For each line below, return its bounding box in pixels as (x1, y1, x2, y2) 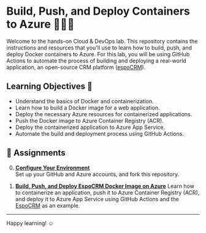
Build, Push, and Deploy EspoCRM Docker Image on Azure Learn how (15, 182, 194, 190)
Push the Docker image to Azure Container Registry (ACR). (15, 117, 164, 124)
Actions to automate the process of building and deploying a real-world (6, 57, 187, 64)
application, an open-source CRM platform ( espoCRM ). (6, 63, 146, 71)
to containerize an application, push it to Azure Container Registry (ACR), (15, 188, 200, 196)
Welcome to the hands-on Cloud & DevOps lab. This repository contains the (6, 37, 198, 45)
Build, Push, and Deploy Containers (6, 4, 190, 18)
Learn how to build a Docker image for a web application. (15, 104, 161, 111)
